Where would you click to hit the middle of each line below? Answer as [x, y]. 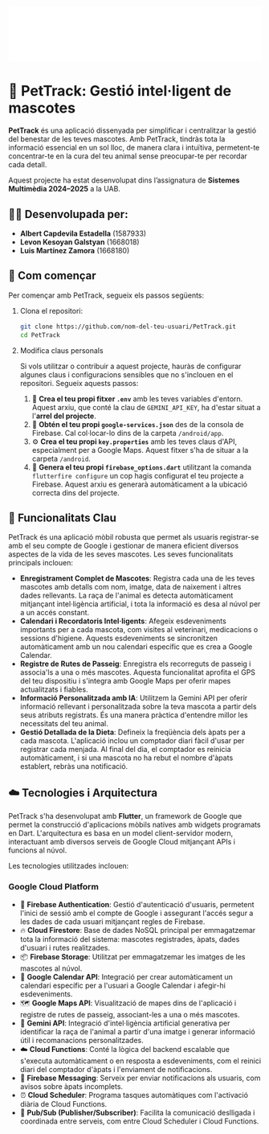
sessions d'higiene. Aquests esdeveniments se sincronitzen [119, 639]
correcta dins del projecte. [75, 492]
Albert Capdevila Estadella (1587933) [83, 234]
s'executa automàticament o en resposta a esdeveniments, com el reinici [141, 1061]
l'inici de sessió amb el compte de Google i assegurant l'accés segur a [137, 913]
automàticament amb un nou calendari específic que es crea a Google [136, 647]
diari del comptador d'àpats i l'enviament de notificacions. [116, 1069]
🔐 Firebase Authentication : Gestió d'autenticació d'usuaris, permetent [137, 904]
